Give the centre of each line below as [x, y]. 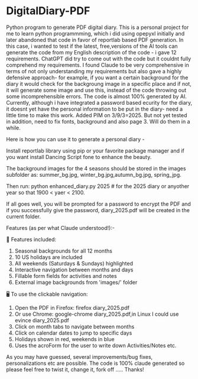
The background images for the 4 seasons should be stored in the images [96, 168]
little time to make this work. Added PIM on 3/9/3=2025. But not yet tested [97, 115]
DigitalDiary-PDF [48, 11]
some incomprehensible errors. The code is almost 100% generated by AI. [97, 96]
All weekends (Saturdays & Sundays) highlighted [74, 263]
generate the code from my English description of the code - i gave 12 [91, 52]
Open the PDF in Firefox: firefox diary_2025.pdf [72, 307]
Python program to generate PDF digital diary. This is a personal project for [98, 27]
